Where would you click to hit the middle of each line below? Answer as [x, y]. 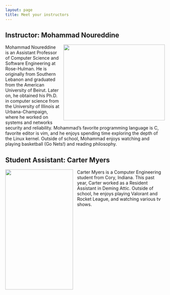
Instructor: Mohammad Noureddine [62, 35]
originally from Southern [31, 74]
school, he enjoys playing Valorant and [117, 194]
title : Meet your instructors [37, 15]
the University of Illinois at [32, 106]
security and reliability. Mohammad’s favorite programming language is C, [82, 128]
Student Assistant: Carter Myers [58, 160]
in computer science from [32, 101]
